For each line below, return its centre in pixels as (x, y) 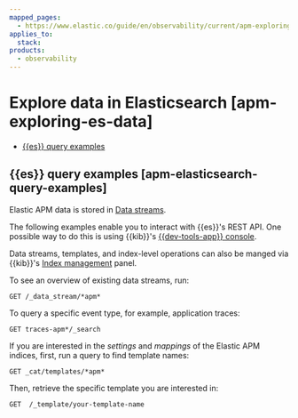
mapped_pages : (35, 17)
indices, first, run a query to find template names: (99, 355)
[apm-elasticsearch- (199, 174)
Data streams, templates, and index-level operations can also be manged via (149, 253)
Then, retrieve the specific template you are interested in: (114, 388)
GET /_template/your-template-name (77, 404)
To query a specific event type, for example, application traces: (125, 313)
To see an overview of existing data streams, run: (99, 280)
